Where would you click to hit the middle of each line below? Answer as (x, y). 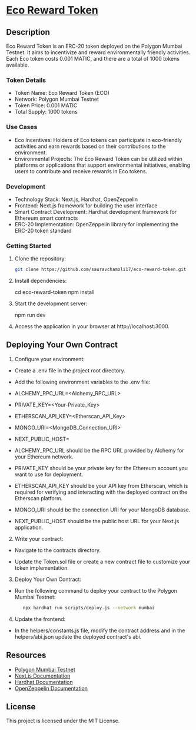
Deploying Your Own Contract (62, 345)
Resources (26, 655)
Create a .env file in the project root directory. (70, 370)
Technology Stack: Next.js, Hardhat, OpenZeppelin (76, 199)
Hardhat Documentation (44, 682)
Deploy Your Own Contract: (48, 579)
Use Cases (22, 127)
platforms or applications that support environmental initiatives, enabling (102, 165)
